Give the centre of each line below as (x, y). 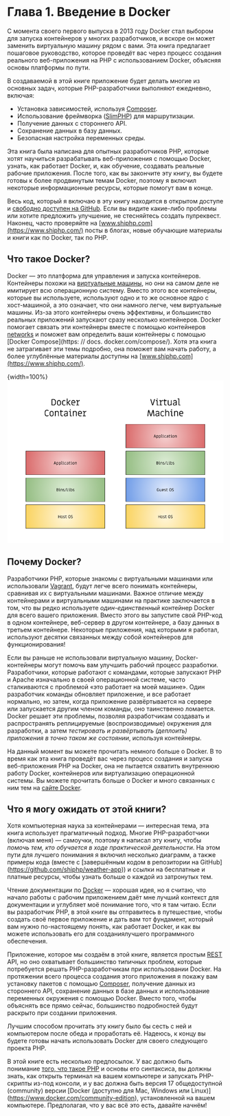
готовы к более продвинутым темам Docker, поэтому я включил (102, 180)
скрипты (20, 1084)
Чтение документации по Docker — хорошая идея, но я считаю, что (107, 890)
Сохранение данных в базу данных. (69, 131)
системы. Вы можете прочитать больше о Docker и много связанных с (111, 780)
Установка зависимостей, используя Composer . (87, 109)
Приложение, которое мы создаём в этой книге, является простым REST (115, 955)
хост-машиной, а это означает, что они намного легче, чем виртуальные (114, 305)
